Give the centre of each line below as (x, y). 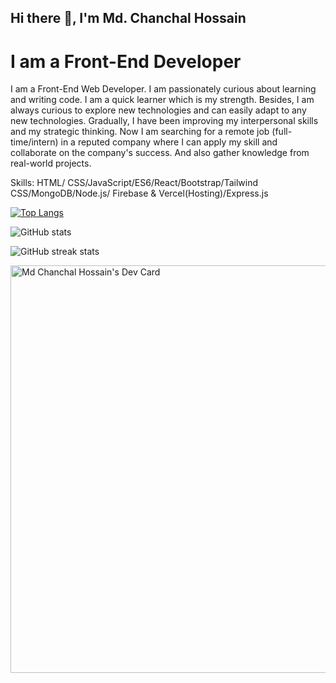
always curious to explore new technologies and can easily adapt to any (158, 110)
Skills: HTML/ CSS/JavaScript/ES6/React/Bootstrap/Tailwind (134, 183)
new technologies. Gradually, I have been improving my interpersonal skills (164, 121)
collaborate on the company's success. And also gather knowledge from (160, 153)
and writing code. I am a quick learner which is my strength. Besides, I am (162, 100)
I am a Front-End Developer (126, 61)
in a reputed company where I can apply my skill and (169, 142)
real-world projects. (51, 163)
